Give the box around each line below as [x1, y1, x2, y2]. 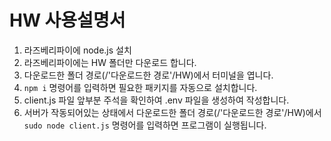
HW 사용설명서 [9, 9, 126, 32]
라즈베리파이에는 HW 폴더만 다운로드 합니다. [23, 56, 197, 68]
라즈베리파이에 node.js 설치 [23, 44, 132, 56]
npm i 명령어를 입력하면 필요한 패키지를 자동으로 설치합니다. [23, 81, 258, 93]
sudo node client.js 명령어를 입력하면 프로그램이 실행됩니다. [23, 119, 267, 131]
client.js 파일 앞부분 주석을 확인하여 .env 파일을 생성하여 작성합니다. [23, 94, 290, 106]
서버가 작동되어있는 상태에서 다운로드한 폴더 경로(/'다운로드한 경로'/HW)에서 [23, 106, 322, 118]
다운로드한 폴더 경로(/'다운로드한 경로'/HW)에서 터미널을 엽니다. [23, 69, 274, 81]
